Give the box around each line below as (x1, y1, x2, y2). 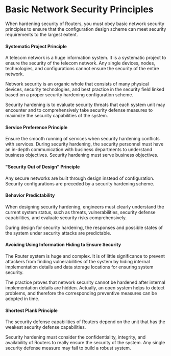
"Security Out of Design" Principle (5, 163, 80, 170)
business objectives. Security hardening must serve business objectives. (5, 152, 159, 158)
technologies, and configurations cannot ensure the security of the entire (5, 66, 159, 72)
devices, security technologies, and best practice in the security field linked (5, 86, 165, 93)
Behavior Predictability (5, 192, 55, 198)
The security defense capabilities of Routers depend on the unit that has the (5, 319, 166, 325)
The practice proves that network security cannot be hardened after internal (5, 279, 166, 285)
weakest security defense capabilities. (5, 324, 86, 330)
